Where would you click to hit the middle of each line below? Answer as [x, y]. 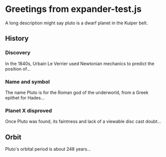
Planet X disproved [29, 110]
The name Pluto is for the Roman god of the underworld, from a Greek [77, 92]
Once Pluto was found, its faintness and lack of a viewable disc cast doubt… [83, 121]
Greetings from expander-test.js [73, 9]
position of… [18, 69]
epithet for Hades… [25, 97]
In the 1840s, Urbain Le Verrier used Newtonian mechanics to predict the [80, 64]
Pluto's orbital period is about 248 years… [48, 149]
